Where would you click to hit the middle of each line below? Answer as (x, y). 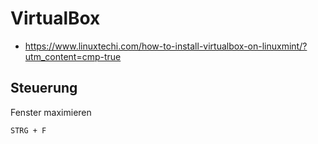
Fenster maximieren (51, 112)
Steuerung (44, 88)
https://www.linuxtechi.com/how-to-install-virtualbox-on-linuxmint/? (166, 46)
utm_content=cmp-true (73, 56)
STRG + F (28, 130)
